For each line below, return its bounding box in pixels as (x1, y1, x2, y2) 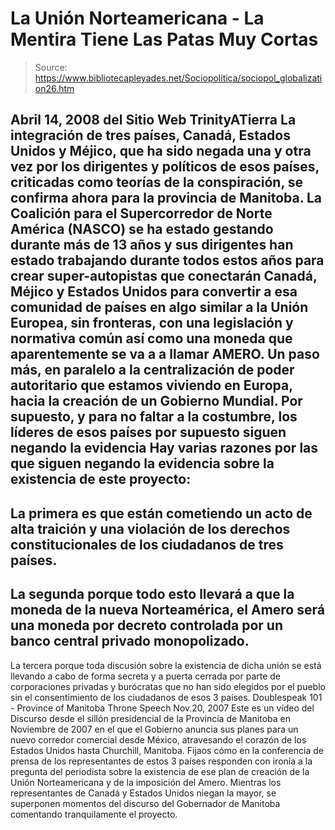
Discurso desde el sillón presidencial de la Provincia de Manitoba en (10, 712, 292, 724)
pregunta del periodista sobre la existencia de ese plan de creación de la (10, 765, 310, 777)
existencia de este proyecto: (10, 471, 192, 488)
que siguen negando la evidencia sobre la (10, 455, 275, 472)
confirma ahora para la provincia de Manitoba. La (10, 190, 323, 207)
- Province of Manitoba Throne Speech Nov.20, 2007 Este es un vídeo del (10, 702, 315, 714)
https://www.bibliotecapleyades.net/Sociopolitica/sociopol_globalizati (34, 72, 323, 84)
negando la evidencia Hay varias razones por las (10, 440, 319, 457)
